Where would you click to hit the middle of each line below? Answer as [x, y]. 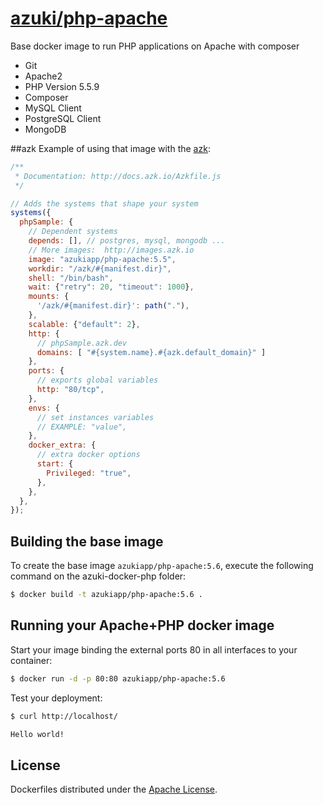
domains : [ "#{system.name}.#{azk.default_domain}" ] [151, 352]
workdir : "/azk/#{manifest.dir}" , [100, 268]
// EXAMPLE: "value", [82, 427]
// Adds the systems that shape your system [104, 203]
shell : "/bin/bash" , [71, 278]
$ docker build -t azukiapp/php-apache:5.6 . [106, 595]
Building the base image [87, 541]
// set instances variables [95, 417]
